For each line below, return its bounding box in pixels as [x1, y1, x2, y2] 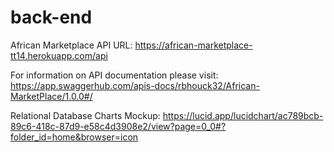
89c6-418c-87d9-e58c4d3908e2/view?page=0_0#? [10, 120, 227, 132]
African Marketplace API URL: [10, 39, 133, 51]
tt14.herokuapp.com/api [10, 49, 108, 61]
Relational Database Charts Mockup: [10, 109, 161, 121]
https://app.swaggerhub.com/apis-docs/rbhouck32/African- [10, 79, 260, 91]
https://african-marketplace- [134, 39, 253, 51]
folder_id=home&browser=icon [10, 131, 139, 143]
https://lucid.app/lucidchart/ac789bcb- [162, 109, 324, 121]
